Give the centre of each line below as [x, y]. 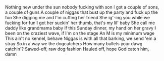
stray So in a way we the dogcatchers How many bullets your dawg [74, 44]
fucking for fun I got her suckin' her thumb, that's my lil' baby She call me [80, 23]
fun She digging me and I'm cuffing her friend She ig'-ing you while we [78, 17]
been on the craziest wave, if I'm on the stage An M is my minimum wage [80, 33]
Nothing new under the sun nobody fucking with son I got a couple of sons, [82, 7]
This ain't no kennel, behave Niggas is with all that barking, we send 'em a [81, 38]
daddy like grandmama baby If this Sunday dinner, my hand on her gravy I [81, 28]
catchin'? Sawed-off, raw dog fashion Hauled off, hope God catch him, [77, 49]
